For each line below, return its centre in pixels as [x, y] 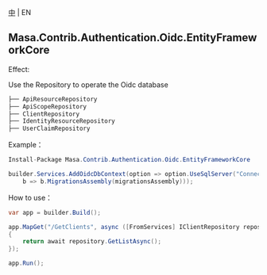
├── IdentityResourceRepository [62, 121]
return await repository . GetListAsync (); [92, 242]
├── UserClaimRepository [49, 129]
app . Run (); [26, 264]
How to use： [31, 197]
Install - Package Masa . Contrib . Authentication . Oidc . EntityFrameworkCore [129, 160]
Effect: [19, 69]
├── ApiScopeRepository [48, 106]
